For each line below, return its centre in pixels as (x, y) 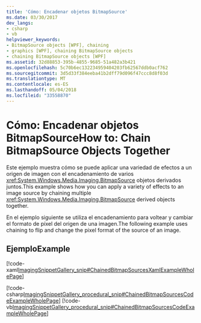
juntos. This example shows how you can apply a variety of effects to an (95, 186)
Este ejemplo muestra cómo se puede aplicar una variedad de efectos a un (99, 167)
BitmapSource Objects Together (88, 150)
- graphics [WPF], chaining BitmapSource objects (70, 51)
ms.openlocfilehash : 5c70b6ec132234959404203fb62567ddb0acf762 (87, 68)
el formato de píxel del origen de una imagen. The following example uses (97, 223)
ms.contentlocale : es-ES (37, 85)
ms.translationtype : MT (36, 79)
